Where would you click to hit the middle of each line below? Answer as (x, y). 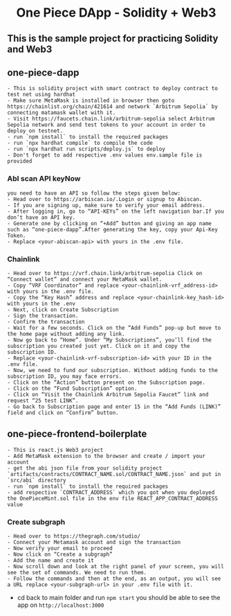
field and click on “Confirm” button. (63, 413)
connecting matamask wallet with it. (62, 113)
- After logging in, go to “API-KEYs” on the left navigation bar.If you (116, 211)
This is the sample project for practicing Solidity (113, 38)
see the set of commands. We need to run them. (77, 573)
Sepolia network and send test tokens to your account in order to (107, 125)
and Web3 (30, 49)
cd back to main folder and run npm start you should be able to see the (119, 598)
